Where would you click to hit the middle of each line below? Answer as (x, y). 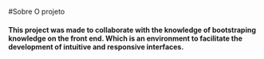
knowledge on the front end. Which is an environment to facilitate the (126, 38)
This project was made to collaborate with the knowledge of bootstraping (132, 29)
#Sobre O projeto (37, 12)
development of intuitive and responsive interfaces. (96, 46)
